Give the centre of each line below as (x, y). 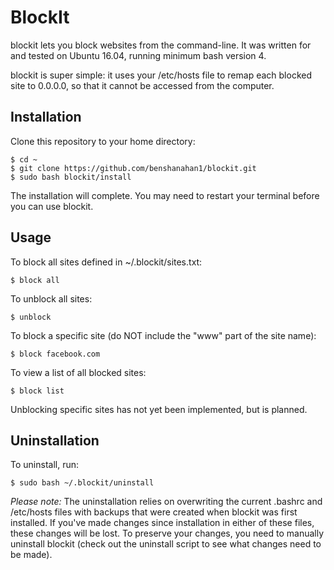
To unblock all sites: (51, 298)
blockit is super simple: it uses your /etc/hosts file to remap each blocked (161, 75)
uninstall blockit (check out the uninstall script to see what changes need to (166, 544)
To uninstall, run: (44, 465)
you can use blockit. (52, 206)
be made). (31, 555)
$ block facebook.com (55, 354)
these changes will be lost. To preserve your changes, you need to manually (167, 533)
